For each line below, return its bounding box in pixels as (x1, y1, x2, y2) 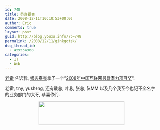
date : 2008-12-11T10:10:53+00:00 (5, 16, 73, 21)
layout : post (5, 30, 32, 34)
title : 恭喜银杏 (5, 12, 35, 16)
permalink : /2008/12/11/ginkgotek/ (5, 39, 77, 44)
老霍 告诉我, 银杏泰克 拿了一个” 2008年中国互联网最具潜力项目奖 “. (5, 75, 135, 81)
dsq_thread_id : (5, 43, 36, 48)
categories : (5, 52, 29, 57)
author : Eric (5, 20, 32, 26)
